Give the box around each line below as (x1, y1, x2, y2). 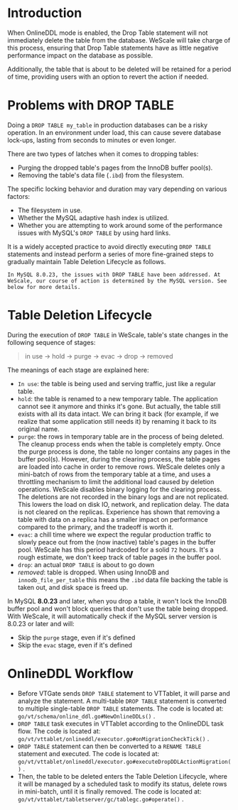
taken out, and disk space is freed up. (17, 583, 129, 591)
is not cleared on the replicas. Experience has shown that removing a (17, 508, 220, 516)
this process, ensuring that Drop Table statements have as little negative (7, 43, 219, 52)
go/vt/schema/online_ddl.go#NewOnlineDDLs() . (17, 711, 156, 720)
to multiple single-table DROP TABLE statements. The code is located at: (17, 704, 224, 713)
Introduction (7, 5, 82, 21)
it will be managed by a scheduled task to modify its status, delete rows (17, 779, 227, 788)
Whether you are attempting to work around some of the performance (17, 221, 223, 229)
